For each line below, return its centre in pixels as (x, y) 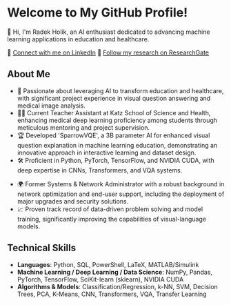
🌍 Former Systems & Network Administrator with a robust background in (121, 184)
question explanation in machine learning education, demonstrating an (117, 145)
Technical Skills (42, 248)
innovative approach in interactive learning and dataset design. (107, 152)
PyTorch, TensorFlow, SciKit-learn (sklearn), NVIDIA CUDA (100, 279)
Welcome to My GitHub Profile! (98, 13)
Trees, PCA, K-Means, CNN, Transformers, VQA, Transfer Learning (112, 294)
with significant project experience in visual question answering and (114, 98)
